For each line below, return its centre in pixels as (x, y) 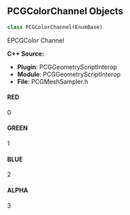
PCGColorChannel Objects (65, 11)
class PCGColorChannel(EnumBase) (55, 27)
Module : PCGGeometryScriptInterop (69, 74)
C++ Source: (26, 54)
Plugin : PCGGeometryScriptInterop (67, 67)
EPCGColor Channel (36, 40)
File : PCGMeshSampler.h (52, 81)
